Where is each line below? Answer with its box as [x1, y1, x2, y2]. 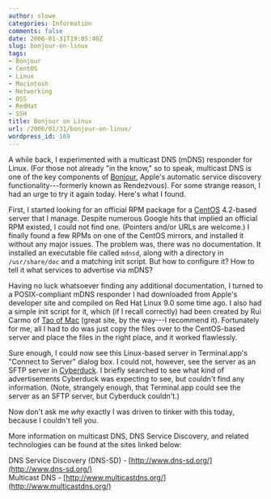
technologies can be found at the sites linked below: [8, 439, 182, 450]
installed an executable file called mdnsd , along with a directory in [8, 248, 224, 258]
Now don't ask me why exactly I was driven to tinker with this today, [8, 407, 235, 416]
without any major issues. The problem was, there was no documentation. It [8, 239, 261, 249]
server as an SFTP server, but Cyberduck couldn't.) [8, 390, 180, 401]
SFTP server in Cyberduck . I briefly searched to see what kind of [8, 365, 225, 375]
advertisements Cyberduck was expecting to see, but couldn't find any [8, 373, 245, 383]
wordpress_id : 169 [8, 132, 70, 140]
